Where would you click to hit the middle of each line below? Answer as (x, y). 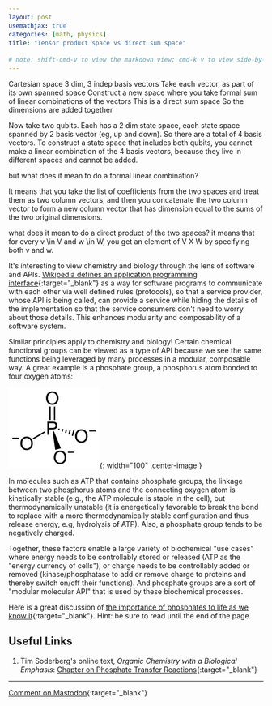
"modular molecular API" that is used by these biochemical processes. (126, 591)
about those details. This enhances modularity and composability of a (125, 317)
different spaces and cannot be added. (73, 160)
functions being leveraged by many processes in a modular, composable (130, 359)
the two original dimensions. (55, 217)
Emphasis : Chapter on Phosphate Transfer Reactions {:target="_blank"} (138, 670)
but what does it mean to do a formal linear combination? (104, 175)
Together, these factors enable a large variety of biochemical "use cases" (131, 548)
